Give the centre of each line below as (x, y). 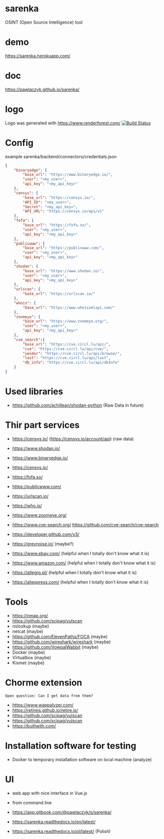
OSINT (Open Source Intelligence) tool (44, 22)
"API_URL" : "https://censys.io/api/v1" (64, 211)
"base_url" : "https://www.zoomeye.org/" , (66, 321)
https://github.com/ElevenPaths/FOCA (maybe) (60, 636)
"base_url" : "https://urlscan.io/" (59, 294)
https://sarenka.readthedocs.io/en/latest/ (54, 822)
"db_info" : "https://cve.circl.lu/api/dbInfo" (71, 363)
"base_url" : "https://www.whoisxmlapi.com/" (69, 308)
